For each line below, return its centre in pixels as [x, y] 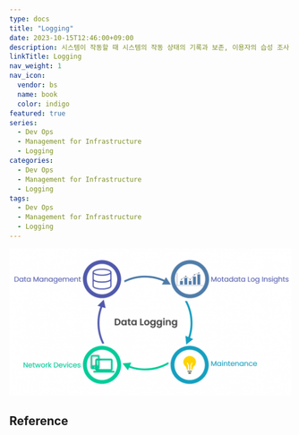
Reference [39, 421]
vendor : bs [38, 85]
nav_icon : [28, 76]
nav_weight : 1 [36, 66]
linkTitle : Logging [46, 57]
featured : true [38, 113]
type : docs [30, 19]
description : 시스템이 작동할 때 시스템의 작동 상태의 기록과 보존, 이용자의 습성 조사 [149, 47]
